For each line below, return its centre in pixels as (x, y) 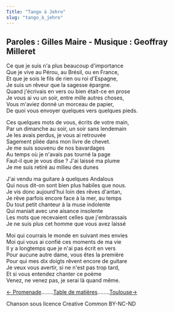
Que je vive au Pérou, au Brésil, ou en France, (63, 72)
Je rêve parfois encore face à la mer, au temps (64, 198)
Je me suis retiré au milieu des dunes (52, 167)
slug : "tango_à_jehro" (35, 18)
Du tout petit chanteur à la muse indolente (58, 205)
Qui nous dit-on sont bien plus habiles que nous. (66, 185)
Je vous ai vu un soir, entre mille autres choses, (65, 98)
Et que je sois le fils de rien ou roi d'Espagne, (62, 78)
